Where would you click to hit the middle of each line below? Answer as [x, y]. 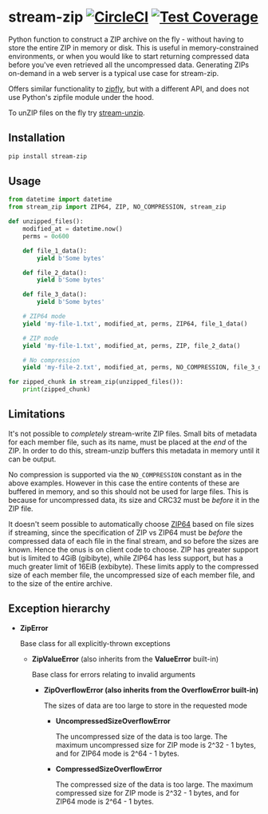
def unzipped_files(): [46, 221]
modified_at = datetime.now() [73, 229]
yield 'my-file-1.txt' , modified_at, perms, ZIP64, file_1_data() [135, 324]
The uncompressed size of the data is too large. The [142, 736]
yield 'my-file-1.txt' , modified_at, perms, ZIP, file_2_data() [132, 345]
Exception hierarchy [59, 609]
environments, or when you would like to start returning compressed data [129, 56]
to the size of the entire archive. [61, 583]
